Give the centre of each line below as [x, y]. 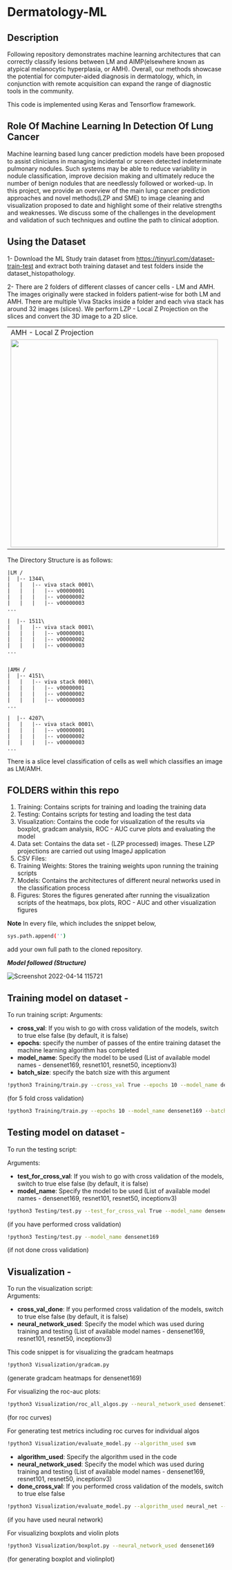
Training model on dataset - [68, 998]
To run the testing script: [42, 1149]
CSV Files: [32, 858]
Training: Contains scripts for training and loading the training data [112, 807]
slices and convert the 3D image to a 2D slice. [72, 316]
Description [33, 38]
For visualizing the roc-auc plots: [54, 1392]
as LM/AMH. [25, 768]
